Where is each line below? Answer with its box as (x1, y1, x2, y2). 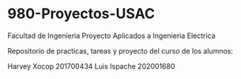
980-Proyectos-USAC (7, 5, 156, 23)
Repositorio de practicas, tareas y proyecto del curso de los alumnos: (7, 46, 234, 55)
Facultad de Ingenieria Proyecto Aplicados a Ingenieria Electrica (7, 31, 216, 40)
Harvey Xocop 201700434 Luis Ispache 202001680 (7, 61, 175, 71)
